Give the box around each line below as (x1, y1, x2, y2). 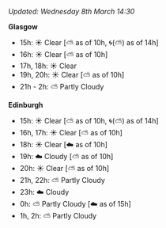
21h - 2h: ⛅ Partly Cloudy (19, 82, 104, 91)
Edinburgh (8, 101, 43, 109)
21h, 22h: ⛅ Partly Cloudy (19, 176, 105, 184)
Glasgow (8, 22, 38, 31)
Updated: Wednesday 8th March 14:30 (8, 7, 135, 16)
